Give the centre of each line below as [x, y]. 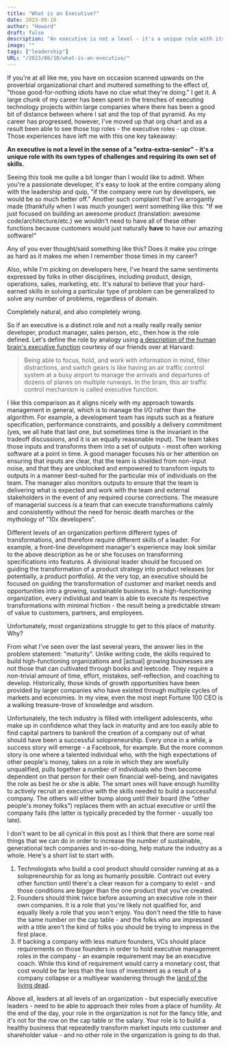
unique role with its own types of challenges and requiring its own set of [112, 156]
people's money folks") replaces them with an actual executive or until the [112, 805]
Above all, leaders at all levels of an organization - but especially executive [112, 998]
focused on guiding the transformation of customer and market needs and [112, 583]
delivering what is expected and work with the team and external [98, 490]
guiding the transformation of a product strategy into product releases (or [111, 569]
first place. [32, 934]
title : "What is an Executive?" [53, 13]
